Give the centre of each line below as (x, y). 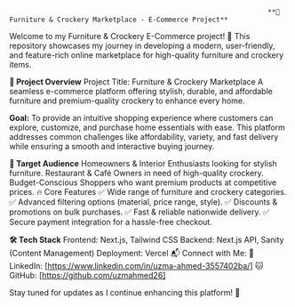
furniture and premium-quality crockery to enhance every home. (127, 101)
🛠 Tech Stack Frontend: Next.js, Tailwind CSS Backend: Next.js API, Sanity (147, 240)
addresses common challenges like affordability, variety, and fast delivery (144, 137)
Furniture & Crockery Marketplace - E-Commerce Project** (119, 20)
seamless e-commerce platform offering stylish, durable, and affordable (141, 91)
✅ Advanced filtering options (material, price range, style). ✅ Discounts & (144, 202)
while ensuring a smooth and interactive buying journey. (112, 146)
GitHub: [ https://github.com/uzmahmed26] (88, 275)
